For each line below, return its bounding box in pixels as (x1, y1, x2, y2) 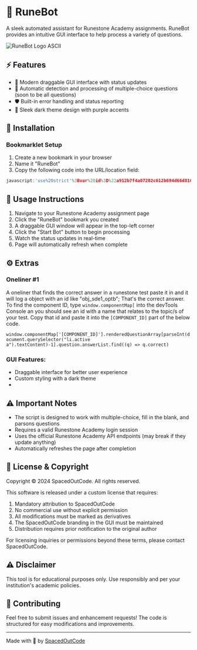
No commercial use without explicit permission (14, 506, 128, 513)
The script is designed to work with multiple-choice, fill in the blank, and (14, 413, 189, 420)
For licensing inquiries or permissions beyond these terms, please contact (6, 537, 185, 544)
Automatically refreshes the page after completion (14, 444, 137, 452)
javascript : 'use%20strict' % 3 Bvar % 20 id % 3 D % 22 (6, 178, 117, 184)
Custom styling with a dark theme (14, 375, 96, 382)
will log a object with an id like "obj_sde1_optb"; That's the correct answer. (6, 295, 185, 302)
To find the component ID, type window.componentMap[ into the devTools (6, 301, 178, 308)
